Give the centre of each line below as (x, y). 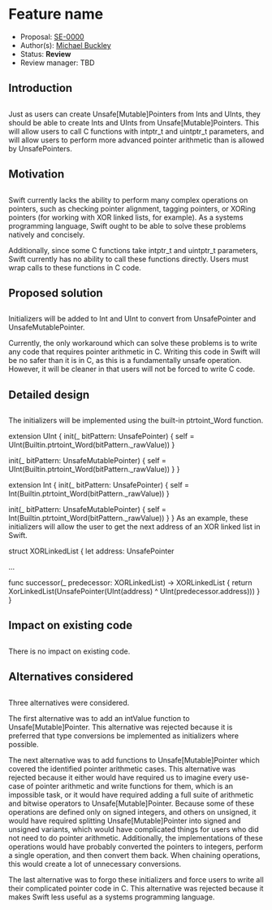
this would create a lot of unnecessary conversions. (95, 864)
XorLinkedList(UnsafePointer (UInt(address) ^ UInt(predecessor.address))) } (134, 592)
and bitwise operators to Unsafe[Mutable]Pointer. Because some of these (131, 803)
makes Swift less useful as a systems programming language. (112, 897)
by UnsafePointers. (41, 148)
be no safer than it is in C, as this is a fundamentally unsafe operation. (125, 361)
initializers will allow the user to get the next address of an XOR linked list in (134, 527)
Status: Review (45, 54)
